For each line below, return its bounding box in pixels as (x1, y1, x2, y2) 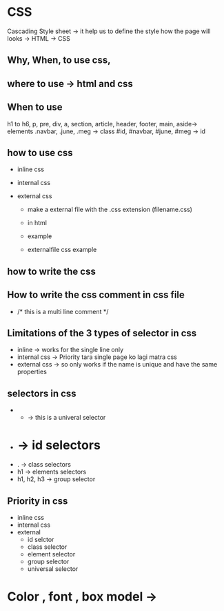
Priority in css (7, 495, 68, 507)
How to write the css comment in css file (7, 289, 185, 301)
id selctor (27, 535, 54, 543)
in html (27, 219, 47, 227)
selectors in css (7, 387, 77, 399)
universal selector (27, 564, 79, 573)
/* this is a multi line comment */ (17, 307, 109, 316)
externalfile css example (27, 246, 97, 254)
